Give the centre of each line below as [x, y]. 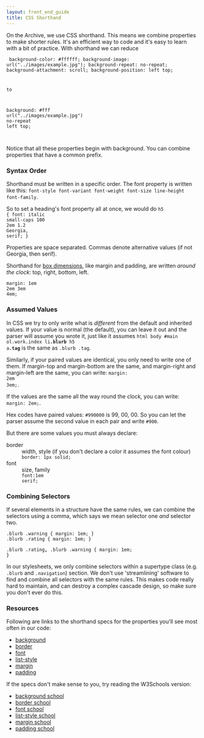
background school [39, 696]
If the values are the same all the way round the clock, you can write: [93, 396]
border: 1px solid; [46, 457]
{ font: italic [26, 215]
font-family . [22, 197]
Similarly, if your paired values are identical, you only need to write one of [99, 360]
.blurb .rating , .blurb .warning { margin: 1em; [69, 550]
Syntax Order [27, 171]
